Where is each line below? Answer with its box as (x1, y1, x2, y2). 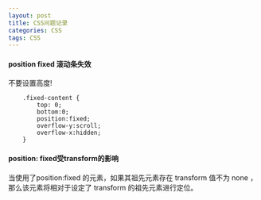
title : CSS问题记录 (8, 19, 68, 27)
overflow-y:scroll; (37, 122, 102, 130)
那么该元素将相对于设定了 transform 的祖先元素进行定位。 (8, 183, 198, 192)
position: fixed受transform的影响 (8, 154, 119, 163)
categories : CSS (8, 26, 62, 34)
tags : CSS (8, 33, 41, 42)
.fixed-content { (22, 94, 80, 102)
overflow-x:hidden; (37, 129, 102, 137)
